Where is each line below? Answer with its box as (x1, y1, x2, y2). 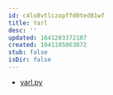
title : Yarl (8, 19, 48, 27)
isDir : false (8, 56, 52, 64)
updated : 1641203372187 (8, 33, 88, 42)
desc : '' (8, 26, 37, 34)
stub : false (8, 48, 48, 56)
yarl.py (19, 77, 43, 87)
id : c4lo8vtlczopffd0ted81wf (8, 11, 105, 20)
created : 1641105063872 (8, 41, 88, 49)
